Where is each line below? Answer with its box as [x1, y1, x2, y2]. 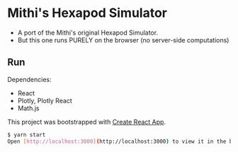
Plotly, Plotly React [17, 96, 72, 105]
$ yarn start [7, 131, 46, 139]
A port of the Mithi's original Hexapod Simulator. [17, 28, 158, 37]
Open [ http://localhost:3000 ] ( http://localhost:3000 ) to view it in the [7, 138, 227, 145]
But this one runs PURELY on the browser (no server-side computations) [17, 35, 229, 44]
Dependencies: [7, 75, 52, 83]
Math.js [17, 104, 40, 112]
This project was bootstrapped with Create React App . [7, 117, 166, 126]
